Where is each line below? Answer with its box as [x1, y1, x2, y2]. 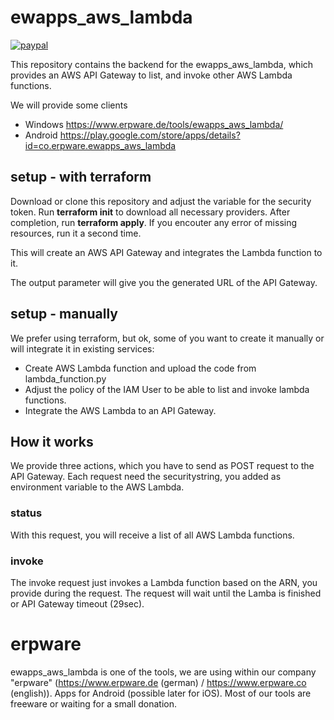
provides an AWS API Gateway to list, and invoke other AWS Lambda [10, 69, 293, 81]
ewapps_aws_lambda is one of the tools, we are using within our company [10, 666, 317, 678]
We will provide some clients [10, 99, 128, 111]
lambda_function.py [24, 372, 107, 385]
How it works [10, 433, 94, 450]
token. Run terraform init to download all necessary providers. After [10, 206, 291, 218]
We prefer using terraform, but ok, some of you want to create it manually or [10, 332, 325, 344]
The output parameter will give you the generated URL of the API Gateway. [10, 276, 318, 288]
